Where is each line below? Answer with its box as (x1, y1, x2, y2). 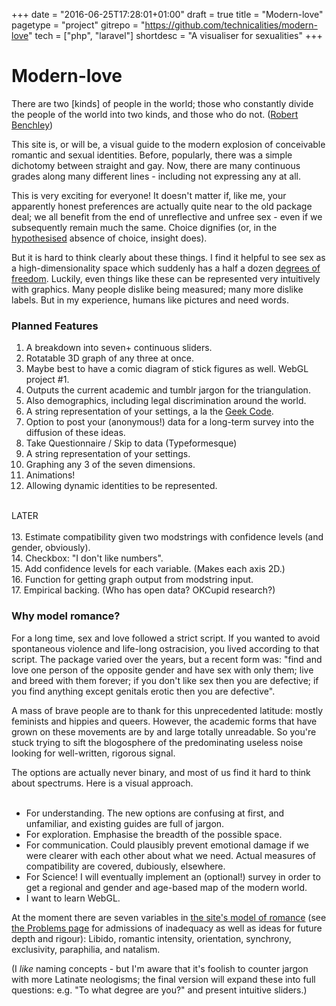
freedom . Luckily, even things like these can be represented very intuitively (11, 272, 321, 284)
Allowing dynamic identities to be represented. (25, 480, 218, 492)
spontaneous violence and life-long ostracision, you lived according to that (11, 642, 320, 654)
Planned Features (11, 319, 99, 333)
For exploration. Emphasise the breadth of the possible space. (25, 828, 283, 840)
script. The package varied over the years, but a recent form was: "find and (11, 653, 323, 665)
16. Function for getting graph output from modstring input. (11, 574, 254, 586)
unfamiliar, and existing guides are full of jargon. (25, 817, 225, 829)
